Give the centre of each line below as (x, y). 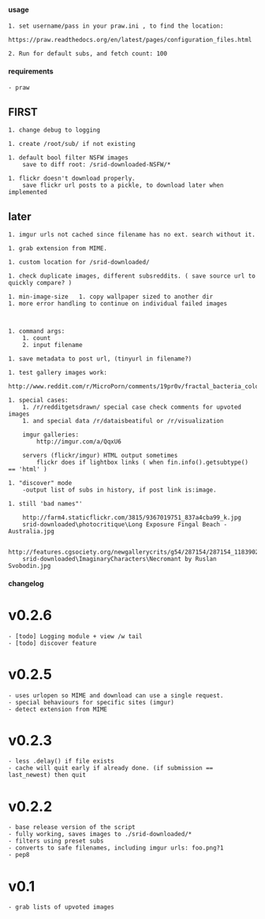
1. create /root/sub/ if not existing (72, 144)
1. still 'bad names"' (45, 504)
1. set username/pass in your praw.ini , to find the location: (116, 26)
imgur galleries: (51, 435)
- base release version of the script (72, 827)
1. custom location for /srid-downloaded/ (79, 263)
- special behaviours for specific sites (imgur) (91, 702)
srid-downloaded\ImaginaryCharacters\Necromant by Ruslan (119, 559)
